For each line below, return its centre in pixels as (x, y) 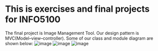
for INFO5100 (33, 19)
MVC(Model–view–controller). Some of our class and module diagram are (79, 38)
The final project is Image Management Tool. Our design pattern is (72, 33)
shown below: (19, 43)
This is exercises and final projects (77, 9)
